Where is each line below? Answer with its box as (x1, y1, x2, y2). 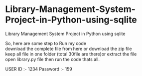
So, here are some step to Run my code (5, 40, 86, 46)
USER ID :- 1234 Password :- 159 (5, 66, 72, 72)
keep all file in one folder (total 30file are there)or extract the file (5, 51, 137, 57)
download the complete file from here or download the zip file (5, 45, 132, 51)
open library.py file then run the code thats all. (5, 56, 100, 62)
